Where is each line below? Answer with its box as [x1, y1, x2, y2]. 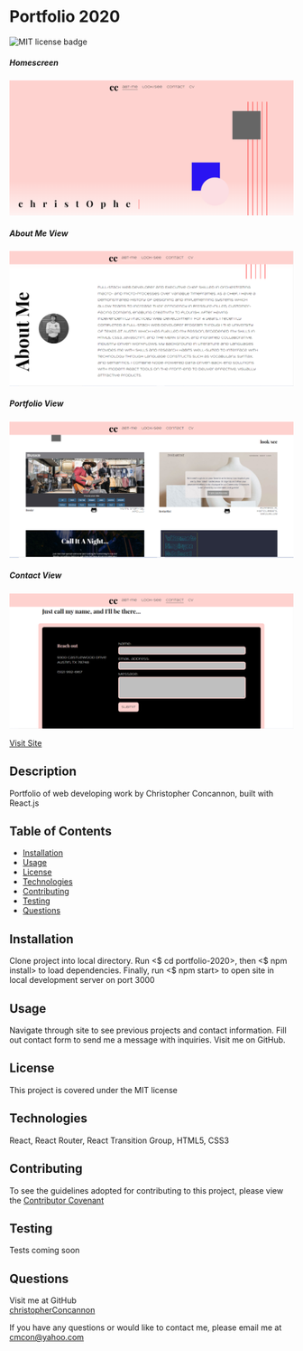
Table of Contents [9, 824, 113, 839]
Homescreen [9, 57, 59, 68]
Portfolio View [9, 398, 64, 409]
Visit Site [9, 737, 42, 748]
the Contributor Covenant [9, 1195, 105, 1205]
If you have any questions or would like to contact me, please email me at [9, 1322, 282, 1333]
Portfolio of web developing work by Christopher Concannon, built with [9, 788, 274, 798]
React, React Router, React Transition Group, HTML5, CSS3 [9, 1135, 230, 1146]
